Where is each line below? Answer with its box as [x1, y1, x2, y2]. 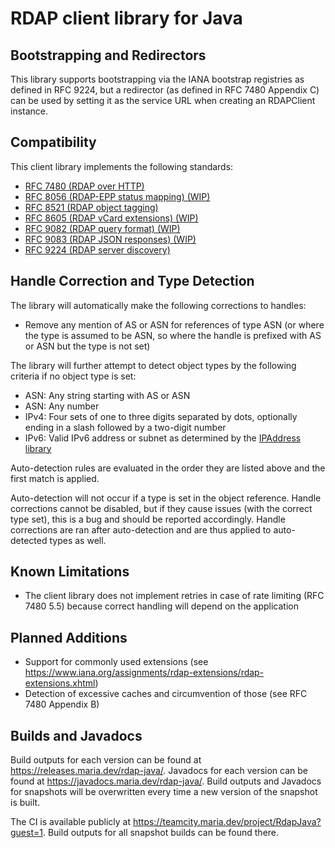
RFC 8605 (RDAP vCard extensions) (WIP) [24, 212, 199, 224]
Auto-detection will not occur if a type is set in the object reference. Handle [10, 492, 322, 504]
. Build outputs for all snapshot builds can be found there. [42, 827, 280, 839]
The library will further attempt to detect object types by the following [10, 359, 297, 371]
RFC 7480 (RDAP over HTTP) [24, 180, 145, 192]
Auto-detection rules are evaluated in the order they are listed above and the [10, 462, 326, 474]
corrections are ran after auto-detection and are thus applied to [10, 523, 272, 536]
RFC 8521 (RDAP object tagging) [24, 201, 159, 213]
